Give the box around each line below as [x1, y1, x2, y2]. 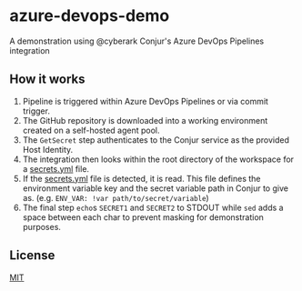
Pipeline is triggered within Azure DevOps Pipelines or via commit [22, 95, 268, 106]
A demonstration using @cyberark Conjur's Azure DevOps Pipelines [9, 35, 265, 46]
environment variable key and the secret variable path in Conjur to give [22, 183, 289, 194]
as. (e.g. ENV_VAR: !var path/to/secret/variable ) [22, 192, 209, 203]
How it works [9, 72, 86, 87]
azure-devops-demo [9, 5, 170, 26]
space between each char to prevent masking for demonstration [22, 211, 264, 223]
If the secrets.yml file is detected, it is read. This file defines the [22, 173, 261, 184]
